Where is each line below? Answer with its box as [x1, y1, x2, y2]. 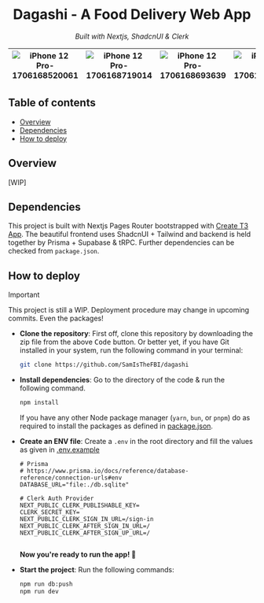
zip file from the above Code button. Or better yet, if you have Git [19, 337, 229, 347]
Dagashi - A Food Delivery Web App [13, 6, 251, 24]
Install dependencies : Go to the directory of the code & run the [19, 375, 225, 385]
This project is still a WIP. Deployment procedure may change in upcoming [8, 305, 250, 315]
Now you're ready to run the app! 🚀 [19, 549, 136, 559]
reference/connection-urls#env [19, 474, 123, 482]
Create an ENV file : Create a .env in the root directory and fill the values [19, 436, 253, 446]
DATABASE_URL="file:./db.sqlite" [19, 480, 130, 489]
